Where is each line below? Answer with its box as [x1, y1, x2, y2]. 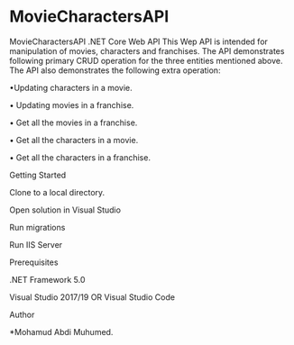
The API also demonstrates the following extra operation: [9, 65, 221, 76]
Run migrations [9, 222, 66, 232]
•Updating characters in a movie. [9, 82, 133, 93]
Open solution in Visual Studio [9, 204, 122, 215]
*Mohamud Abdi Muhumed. [9, 326, 114, 337]
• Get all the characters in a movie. [9, 134, 139, 145]
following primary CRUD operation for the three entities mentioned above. [9, 55, 283, 66]
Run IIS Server [9, 239, 63, 250]
